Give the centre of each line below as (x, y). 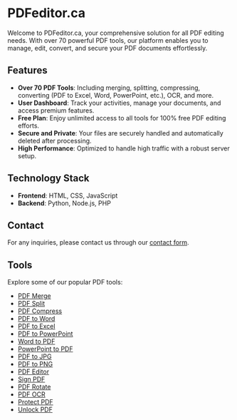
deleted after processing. (54, 140)
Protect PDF (35, 402)
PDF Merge (34, 296)
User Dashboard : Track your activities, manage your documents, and (119, 103)
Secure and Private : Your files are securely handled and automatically (121, 133)
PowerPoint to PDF (45, 349)
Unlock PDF (35, 410)
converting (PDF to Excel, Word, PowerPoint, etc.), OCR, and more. (116, 95)
